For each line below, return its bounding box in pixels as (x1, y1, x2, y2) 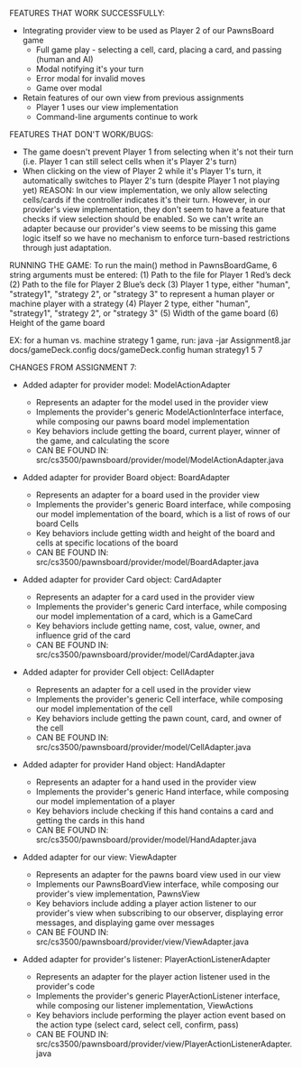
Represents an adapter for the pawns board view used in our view (35, 869, 281, 879)
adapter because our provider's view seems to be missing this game (22, 223, 277, 234)
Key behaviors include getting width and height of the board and (35, 528, 276, 538)
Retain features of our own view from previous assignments (22, 92, 244, 103)
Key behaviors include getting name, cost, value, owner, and (35, 620, 261, 631)
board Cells (35, 518, 79, 529)
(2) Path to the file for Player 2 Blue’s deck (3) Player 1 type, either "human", (9, 279, 291, 290)
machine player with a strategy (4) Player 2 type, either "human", (9, 298, 251, 309)
